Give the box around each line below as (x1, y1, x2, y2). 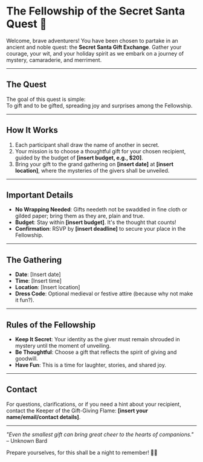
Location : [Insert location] (14, 284, 80, 291)
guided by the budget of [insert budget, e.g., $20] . (14, 154, 144, 161)
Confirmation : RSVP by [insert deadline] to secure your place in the (14, 225, 186, 233)
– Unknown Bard (6, 437, 48, 444)
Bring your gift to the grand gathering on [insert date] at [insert (14, 160, 174, 167)
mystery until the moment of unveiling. (14, 342, 111, 349)
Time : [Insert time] (14, 277, 62, 284)
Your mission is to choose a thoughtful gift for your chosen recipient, (14, 147, 186, 155)
